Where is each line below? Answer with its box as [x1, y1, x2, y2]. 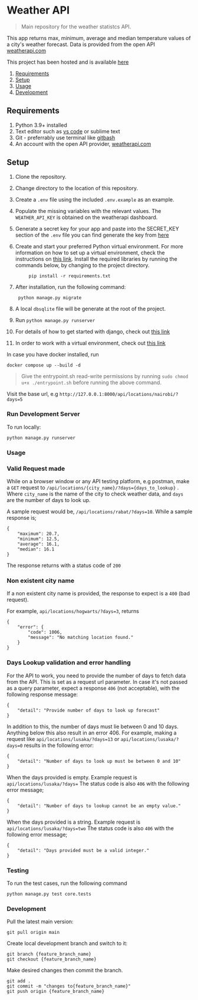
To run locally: [6, 423, 41, 431]
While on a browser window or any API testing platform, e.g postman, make [6, 478, 190, 485]
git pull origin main [6, 930, 60, 936]
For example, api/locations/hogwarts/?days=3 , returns [6, 608, 139, 615]
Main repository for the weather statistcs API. [21, 23, 131, 30]
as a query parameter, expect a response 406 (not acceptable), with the [6, 684, 180, 691]
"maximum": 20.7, [17, 531, 60, 537]
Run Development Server [6, 410, 80, 418]
